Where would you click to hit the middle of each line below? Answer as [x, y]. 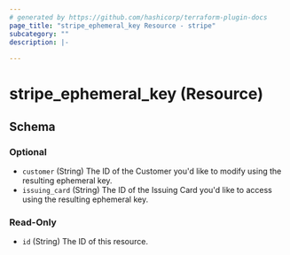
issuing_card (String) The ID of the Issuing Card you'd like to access [147, 190]
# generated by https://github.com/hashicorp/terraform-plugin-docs [138, 17]
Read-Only [33, 222]
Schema [32, 126]
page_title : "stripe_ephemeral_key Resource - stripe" [113, 26]
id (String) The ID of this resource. [85, 242]
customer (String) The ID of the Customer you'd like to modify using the [152, 171]
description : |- [39, 42]
